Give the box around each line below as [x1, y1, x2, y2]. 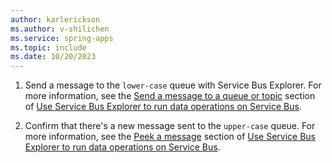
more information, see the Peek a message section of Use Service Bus [24, 131, 317, 143]
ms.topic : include [10, 42, 87, 53]
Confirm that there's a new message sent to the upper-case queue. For [24, 120, 316, 132]
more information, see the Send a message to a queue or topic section [24, 90, 316, 102]
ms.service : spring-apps [10, 33, 114, 43]
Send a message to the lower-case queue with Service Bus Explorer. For [24, 79, 322, 91]
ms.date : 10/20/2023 [10, 52, 97, 62]
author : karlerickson [10, 14, 101, 25]
